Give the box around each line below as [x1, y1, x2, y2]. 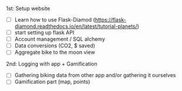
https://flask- [95, 16, 126, 23]
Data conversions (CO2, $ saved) [14, 42, 96, 49]
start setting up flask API [14, 29, 75, 36]
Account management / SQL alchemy [14, 36, 106, 43]
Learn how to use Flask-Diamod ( [14, 16, 95, 23]
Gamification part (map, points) [14, 78, 90, 85]
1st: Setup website [6, 5, 50, 12]
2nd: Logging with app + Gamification [6, 61, 97, 68]
